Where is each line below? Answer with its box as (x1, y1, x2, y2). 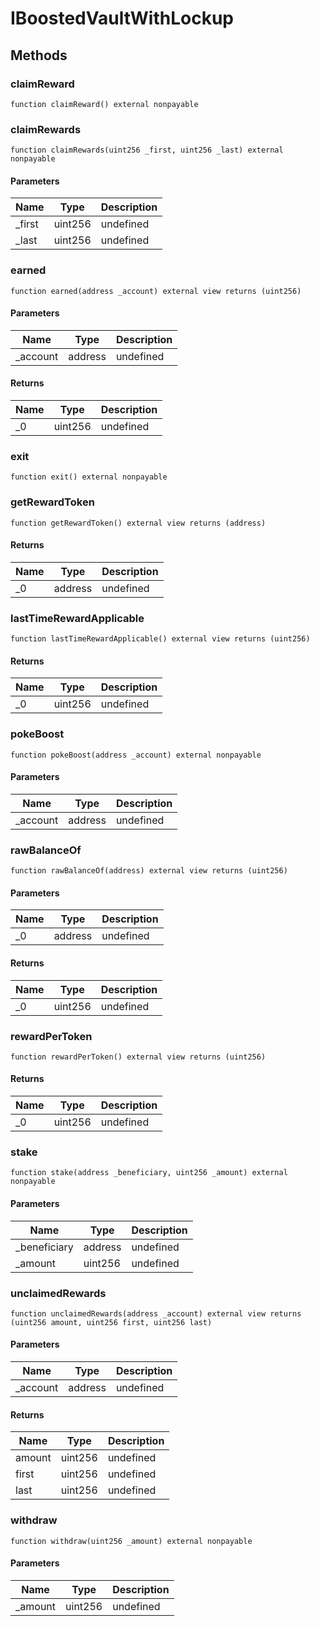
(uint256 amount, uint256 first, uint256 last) (10, 1317, 213, 1327)
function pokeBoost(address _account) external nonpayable (10, 750, 262, 760)
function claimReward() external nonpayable (10, 99, 199, 109)
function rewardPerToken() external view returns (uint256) (10, 1052, 267, 1062)
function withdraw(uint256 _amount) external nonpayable (10, 1536, 253, 1546)
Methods (10, 47, 68, 64)
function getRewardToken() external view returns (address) (10, 518, 267, 528)
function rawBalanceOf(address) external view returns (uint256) (10, 866, 288, 876)
